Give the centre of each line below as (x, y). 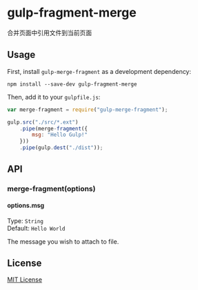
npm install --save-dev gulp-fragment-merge (72, 84)
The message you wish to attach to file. (63, 241)
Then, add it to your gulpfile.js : (54, 97)
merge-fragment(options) (51, 189)
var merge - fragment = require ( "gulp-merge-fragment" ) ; (88, 109)
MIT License (25, 280)
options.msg (26, 205)
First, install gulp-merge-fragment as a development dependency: (99, 71)
